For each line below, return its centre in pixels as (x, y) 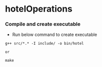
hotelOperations (39, 9)
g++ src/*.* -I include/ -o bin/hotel (44, 44)
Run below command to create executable (55, 34)
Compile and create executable (43, 24)
